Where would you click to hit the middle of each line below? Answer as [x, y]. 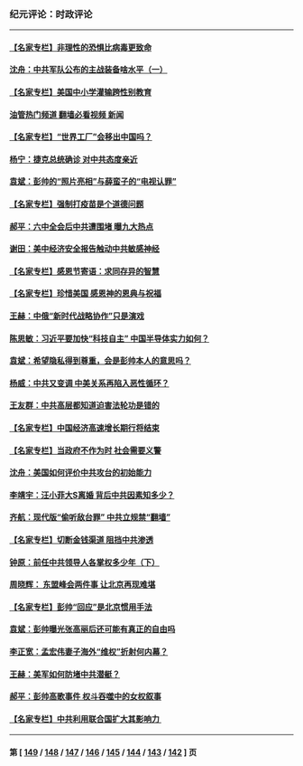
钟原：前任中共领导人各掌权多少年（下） [84, 562]
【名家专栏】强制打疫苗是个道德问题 [77, 204]
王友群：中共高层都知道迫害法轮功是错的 [84, 405]
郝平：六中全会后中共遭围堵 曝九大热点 [82, 226]
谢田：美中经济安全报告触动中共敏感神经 [84, 249]
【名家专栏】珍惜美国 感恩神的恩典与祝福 [86, 293]
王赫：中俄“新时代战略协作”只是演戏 [77, 316]
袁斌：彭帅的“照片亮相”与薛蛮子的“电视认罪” [93, 182]
